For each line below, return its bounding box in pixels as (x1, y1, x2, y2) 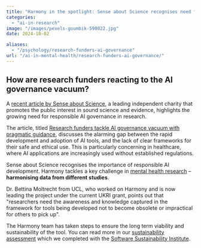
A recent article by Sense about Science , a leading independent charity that (6, 100, 193, 107)
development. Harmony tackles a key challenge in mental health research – (6, 168, 191, 175)
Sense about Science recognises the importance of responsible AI (6, 161, 169, 168)
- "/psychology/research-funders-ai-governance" (11, 47, 135, 54)
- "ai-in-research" (11, 20, 60, 26)
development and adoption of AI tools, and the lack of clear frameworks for (6, 137, 192, 144)
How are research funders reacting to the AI (6, 75, 173, 85)
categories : (6, 14, 36, 20)
